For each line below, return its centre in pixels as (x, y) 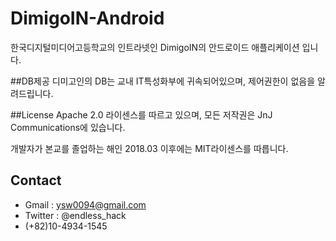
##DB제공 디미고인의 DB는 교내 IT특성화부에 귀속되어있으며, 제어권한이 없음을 (163, 81)
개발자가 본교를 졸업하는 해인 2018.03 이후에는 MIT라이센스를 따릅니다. (149, 148)
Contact (36, 180)
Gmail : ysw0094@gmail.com (85, 204)
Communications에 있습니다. (68, 127)
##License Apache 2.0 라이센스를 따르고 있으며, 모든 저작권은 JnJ (141, 114)
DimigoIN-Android (87, 18)
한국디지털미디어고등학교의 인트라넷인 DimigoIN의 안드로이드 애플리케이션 (155, 47)
